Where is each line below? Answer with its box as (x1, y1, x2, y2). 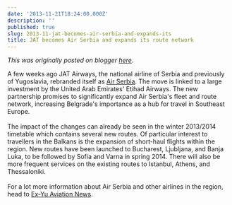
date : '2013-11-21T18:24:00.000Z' (7, 10, 109, 18)
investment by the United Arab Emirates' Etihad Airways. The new (7, 85, 199, 93)
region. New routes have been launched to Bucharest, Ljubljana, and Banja (7, 145, 224, 153)
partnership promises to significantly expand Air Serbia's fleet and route (7, 93, 217, 101)
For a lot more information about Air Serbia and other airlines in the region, (7, 182, 224, 191)
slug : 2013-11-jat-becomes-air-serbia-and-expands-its (7, 30, 172, 37)
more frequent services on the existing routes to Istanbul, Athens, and (7, 160, 210, 168)
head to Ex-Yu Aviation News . (7, 190, 93, 199)
